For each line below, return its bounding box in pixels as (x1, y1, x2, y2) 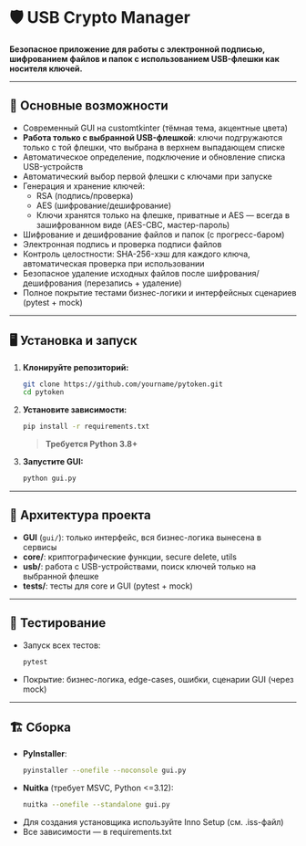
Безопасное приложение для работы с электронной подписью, (9, 43, 266, 55)
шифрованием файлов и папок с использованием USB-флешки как (9, 53, 280, 64)
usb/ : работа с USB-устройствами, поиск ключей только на (22, 560, 257, 571)
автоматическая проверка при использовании (22, 257, 205, 269)
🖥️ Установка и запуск (9, 333, 138, 349)
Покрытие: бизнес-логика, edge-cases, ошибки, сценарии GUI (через (22, 674, 294, 684)
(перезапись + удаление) (83, 277, 182, 288)
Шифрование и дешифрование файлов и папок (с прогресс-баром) (22, 229, 285, 240)
